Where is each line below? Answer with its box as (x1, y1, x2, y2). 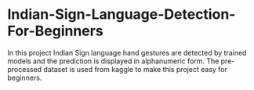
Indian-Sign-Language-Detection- (7, 5, 236, 23)
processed (7, 64, 42, 74)
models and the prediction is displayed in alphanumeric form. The (7, 56, 220, 66)
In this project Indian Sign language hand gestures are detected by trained (7, 48, 247, 57)
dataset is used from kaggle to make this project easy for (43, 64, 228, 74)
